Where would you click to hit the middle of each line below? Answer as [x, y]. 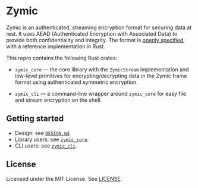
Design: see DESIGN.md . [43, 133]
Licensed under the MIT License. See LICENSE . [64, 178]
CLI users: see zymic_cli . [46, 145]
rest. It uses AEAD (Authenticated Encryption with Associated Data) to [92, 33]
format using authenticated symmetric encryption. [76, 82]
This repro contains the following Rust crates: [62, 58]
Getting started [35, 119]
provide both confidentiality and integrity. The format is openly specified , [96, 40]
